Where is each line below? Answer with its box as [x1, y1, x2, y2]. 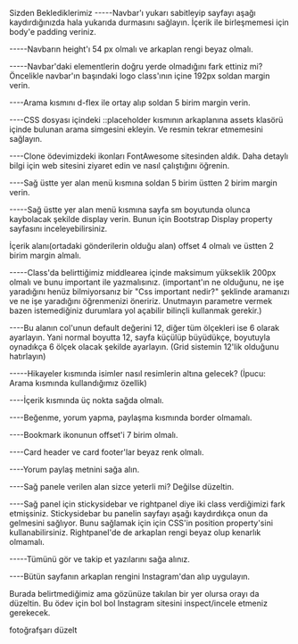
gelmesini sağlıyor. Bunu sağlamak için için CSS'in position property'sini [9, 517, 274, 528]
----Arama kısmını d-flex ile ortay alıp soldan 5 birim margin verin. [9, 97, 252, 108]
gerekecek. [9, 607, 51, 618]
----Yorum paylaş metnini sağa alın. [9, 464, 140, 475]
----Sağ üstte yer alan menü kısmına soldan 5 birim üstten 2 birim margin [9, 178, 278, 188]
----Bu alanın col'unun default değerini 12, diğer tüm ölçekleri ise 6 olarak [9, 323, 280, 333]
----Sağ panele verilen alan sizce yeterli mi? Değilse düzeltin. [9, 482, 235, 491]
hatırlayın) [9, 351, 46, 361]
